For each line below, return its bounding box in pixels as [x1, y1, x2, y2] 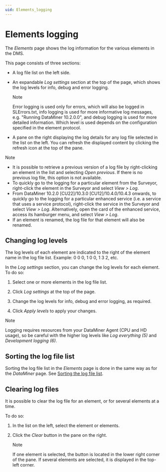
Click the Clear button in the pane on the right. [12, 432, 108, 438]
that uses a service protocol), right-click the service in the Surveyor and [12, 201, 160, 207]
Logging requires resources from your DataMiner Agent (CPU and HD [5, 327, 147, 333]
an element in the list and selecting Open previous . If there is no [12, 169, 143, 175]
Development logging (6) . [5, 338, 57, 344]
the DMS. [5, 50, 24, 56]
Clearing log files [5, 385, 59, 393]
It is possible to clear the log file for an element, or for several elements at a [5, 398, 160, 404]
